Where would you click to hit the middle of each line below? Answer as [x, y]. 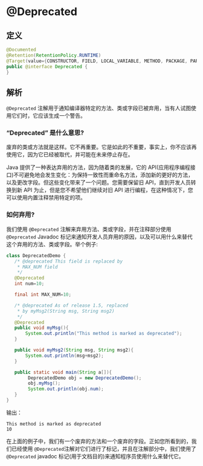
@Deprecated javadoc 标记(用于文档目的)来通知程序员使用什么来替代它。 [95, 456]
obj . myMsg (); [44, 383]
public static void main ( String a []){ [63, 372]
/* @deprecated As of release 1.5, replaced [71, 305]
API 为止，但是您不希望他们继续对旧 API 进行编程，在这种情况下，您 [108, 190]
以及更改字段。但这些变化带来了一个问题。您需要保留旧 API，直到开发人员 [99, 182]
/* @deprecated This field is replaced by [68, 261]
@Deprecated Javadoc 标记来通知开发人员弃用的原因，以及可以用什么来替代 [99, 237]
